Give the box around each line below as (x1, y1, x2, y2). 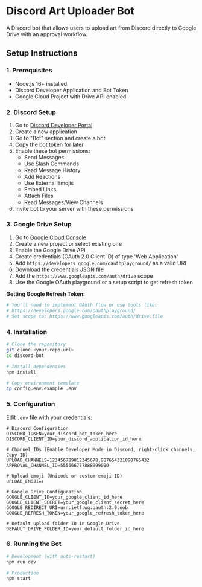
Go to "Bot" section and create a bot (14, 134, 106, 141)
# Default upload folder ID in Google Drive (6, 521, 120, 527)
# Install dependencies (6, 364, 66, 370)
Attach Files (24, 192, 54, 199)
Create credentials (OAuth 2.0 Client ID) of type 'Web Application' (14, 253, 178, 260)
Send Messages (24, 153, 65, 161)
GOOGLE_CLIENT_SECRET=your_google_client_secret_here (6, 499, 145, 505)
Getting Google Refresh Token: (6, 290, 86, 298)
